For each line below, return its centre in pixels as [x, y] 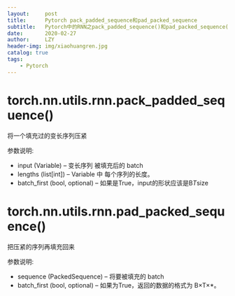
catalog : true [28, 53]
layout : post [33, 14]
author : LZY [31, 40]
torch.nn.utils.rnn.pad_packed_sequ [116, 211]
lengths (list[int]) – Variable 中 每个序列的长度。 [85, 174]
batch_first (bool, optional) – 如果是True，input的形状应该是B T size [113, 183]
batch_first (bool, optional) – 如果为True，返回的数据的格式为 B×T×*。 [119, 285]
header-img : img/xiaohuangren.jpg [58, 46]
